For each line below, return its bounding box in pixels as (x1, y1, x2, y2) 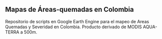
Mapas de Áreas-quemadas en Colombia (5, 5, 134, 14)
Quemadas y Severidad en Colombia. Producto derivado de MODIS (5, 24, 142, 30)
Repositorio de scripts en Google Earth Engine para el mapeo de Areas (5, 18, 150, 24)
